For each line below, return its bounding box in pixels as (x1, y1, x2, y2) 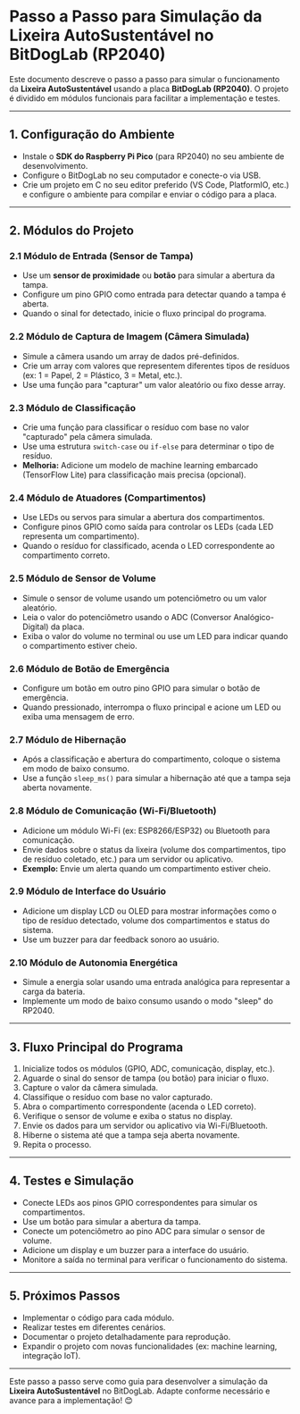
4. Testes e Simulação (9, 1174, 134, 1189)
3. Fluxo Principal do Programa (9, 1039, 184, 1055)
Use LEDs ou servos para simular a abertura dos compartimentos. (21, 512, 265, 523)
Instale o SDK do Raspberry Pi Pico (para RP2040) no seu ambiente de (21, 150, 285, 162)
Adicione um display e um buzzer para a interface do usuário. (21, 1244, 249, 1255)
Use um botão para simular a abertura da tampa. (21, 1216, 201, 1226)
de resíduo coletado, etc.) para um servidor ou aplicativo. (21, 854, 234, 864)
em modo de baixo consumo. (21, 763, 130, 774)
